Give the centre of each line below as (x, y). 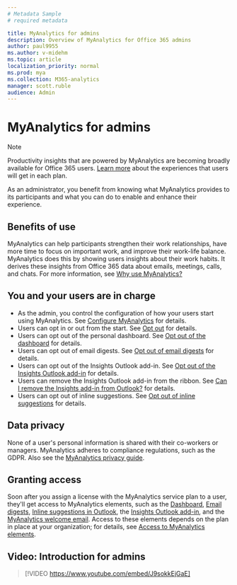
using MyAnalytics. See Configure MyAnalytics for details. (102, 320)
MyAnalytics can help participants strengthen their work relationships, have (117, 244)
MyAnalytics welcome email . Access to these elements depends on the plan (118, 519)
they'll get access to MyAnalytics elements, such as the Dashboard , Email (115, 504)
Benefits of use (42, 227)
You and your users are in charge (81, 296)
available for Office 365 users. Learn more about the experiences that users (118, 168)
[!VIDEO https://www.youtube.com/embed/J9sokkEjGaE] (108, 574)
